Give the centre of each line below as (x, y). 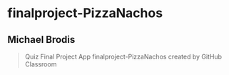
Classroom (41, 64)
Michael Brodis (41, 40)
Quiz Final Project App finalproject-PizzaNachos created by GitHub (123, 56)
